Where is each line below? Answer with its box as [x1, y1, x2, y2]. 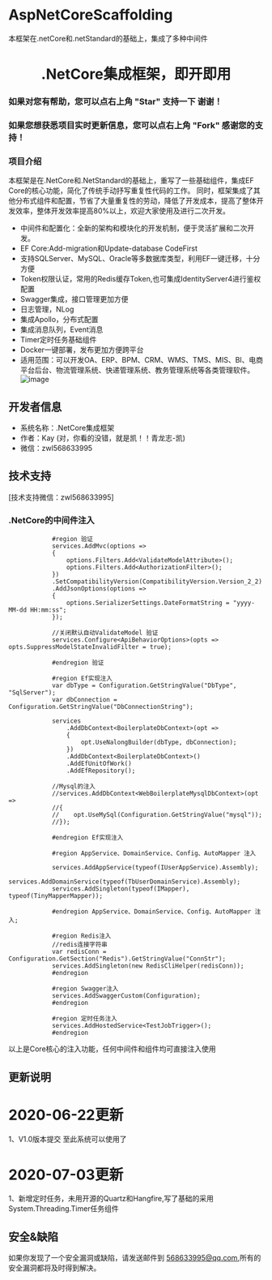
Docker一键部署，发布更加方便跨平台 [19, 345, 144, 354]
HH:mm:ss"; [29, 606, 67, 614]
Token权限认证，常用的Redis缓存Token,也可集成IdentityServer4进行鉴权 [19, 274, 261, 284]
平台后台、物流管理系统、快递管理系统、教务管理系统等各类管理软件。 [19, 365, 255, 375]
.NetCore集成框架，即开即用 [40, 65, 232, 84]
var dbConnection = [51, 696, 117, 704]
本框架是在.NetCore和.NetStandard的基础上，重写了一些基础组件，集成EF [8, 176, 254, 186]
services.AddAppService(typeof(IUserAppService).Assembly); [51, 864, 259, 872]
